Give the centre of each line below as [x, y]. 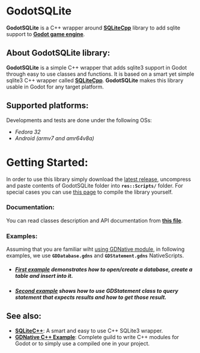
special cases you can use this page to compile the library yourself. [89, 192]
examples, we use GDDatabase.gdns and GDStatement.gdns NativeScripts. [95, 256]
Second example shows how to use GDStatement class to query [96, 291]
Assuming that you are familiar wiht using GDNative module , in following [95, 249]
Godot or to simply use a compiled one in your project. [82, 343]
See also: [24, 316]
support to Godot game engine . [46, 34]
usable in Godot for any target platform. [55, 87]
